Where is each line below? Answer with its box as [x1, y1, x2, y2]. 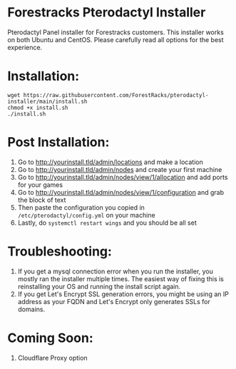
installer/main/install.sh [7, 98, 88, 105]
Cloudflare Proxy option [17, 353, 88, 362]
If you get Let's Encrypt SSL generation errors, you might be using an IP [17, 290, 230, 298]
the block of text [17, 196, 66, 204]
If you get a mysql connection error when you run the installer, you [17, 267, 214, 276]
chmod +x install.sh [7, 104, 69, 111]
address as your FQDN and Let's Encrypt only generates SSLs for [17, 297, 210, 305]
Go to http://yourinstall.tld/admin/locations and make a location [17, 158, 203, 166]
